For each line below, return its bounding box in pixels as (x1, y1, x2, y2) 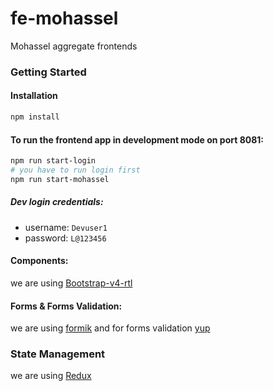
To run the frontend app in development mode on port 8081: (10, 133, 265, 146)
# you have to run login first (10, 165, 141, 176)
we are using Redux (10, 370, 92, 382)
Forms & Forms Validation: (10, 300, 123, 312)
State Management (10, 347, 106, 361)
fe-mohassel (10, 7, 119, 30)
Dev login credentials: (10, 196, 104, 208)
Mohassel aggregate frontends (10, 40, 138, 52)
